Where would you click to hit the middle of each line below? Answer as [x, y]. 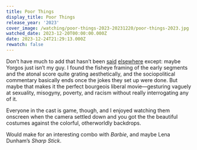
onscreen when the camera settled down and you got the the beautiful [92, 116]
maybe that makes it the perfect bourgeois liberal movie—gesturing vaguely [98, 86]
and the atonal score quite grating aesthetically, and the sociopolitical [91, 74]
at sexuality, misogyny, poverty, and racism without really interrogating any [98, 93]
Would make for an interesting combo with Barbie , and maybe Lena [88, 134]
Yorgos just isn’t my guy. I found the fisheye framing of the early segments [97, 67]
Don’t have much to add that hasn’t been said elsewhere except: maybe [93, 61]
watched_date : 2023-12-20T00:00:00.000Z [57, 34]
